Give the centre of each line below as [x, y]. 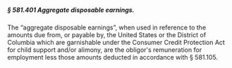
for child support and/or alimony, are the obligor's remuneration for [105, 50]
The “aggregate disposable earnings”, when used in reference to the [107, 27]
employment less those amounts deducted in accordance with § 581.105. [113, 57]
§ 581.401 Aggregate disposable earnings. [71, 10]
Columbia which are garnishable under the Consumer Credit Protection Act [116, 42]
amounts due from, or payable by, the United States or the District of [107, 34]
